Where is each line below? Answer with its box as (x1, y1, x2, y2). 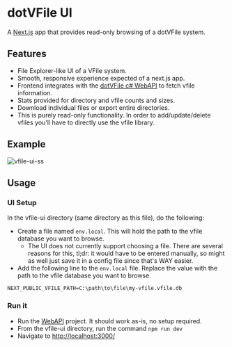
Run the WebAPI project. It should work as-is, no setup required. (17, 316, 202, 325)
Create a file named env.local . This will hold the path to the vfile (17, 227, 203, 236)
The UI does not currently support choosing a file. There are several (27, 242, 223, 250)
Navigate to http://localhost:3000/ (17, 332, 116, 340)
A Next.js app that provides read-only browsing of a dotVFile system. (7, 28, 206, 36)
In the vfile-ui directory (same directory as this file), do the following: (7, 213, 204, 222)
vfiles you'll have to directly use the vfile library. (17, 118, 155, 127)
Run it (7, 301, 28, 311)
